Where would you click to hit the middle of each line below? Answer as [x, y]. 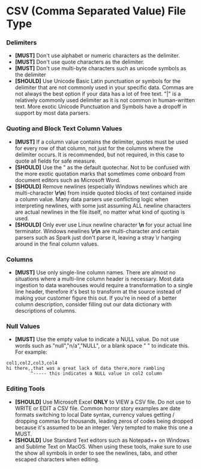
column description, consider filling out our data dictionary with [93, 304]
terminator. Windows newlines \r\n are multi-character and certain [97, 231]
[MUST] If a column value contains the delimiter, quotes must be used [101, 142]
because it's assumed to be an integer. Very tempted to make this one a [104, 427]
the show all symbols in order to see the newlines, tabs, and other [96, 453]
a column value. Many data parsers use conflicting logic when [91, 199]
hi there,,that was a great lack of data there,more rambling [85, 368]
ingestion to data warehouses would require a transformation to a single [104, 285]
